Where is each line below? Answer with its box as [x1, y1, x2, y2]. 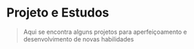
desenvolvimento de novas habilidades [23, 35, 134, 43]
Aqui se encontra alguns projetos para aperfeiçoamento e [23, 28, 187, 36]
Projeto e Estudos [6, 5, 109, 21]
